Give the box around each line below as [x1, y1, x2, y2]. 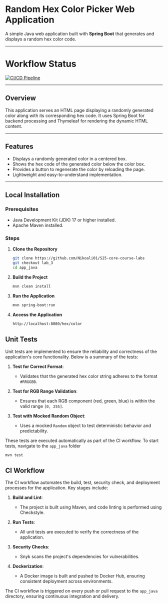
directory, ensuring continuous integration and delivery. [5, 593, 119, 599]
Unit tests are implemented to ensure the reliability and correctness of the [5, 348, 157, 354]
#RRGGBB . [19, 378, 37, 384]
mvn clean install [12, 284, 51, 289]
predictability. [19, 427, 48, 433]
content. [5, 123, 22, 129]
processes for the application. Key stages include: [5, 485, 108, 491]
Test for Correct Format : [12, 363, 64, 369]
